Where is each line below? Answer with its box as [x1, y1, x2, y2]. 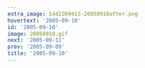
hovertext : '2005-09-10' [7, 17, 81, 24]
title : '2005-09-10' [7, 50, 69, 57]
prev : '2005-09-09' [7, 43, 65, 50]
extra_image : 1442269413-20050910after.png [7, 10, 139, 18]
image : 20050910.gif [7, 30, 69, 38]
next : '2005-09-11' [7, 37, 65, 44]
